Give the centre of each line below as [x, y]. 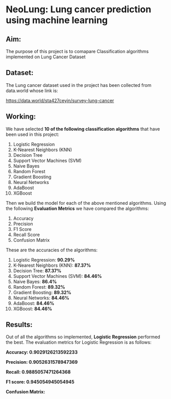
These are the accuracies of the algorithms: [52, 250]
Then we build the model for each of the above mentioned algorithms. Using [86, 203]
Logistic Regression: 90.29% [44, 260]
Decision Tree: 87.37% [37, 271]
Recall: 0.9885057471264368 [38, 372]
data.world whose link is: [32, 90]
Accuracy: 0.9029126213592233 [42, 352]
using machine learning [57, 20]
